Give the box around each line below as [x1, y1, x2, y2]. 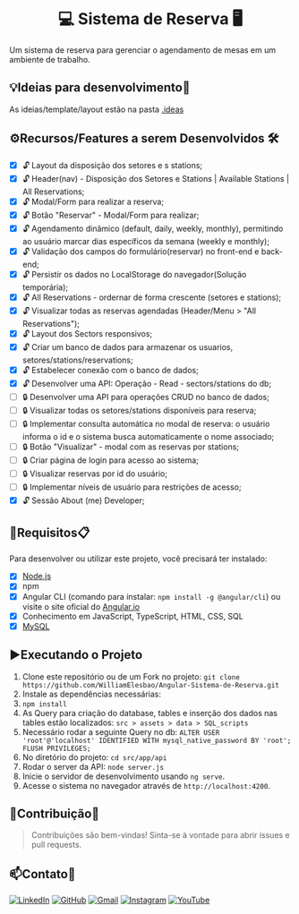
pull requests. [30, 840, 82, 850]
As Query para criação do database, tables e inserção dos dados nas [21, 707, 278, 718]
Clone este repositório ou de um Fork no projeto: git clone [21, 671, 240, 682]
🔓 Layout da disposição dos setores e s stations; [21, 159, 203, 170]
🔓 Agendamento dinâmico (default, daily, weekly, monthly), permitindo [21, 223, 284, 234]
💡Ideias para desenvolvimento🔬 [9, 80, 191, 96]
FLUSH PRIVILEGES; [21, 744, 91, 753]
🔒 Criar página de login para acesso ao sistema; [21, 455, 199, 466]
